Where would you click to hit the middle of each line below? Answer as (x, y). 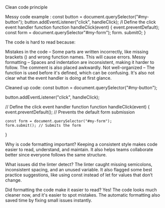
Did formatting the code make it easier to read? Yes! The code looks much (81, 190)
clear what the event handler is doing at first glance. (58, 78)
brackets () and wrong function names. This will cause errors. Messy (76, 57)
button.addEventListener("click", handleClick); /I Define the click (90, 22)
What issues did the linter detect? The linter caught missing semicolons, (79, 164)
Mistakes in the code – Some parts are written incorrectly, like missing (77, 52)
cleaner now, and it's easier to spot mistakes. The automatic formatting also (83, 195)
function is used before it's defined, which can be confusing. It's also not (80, 73)
